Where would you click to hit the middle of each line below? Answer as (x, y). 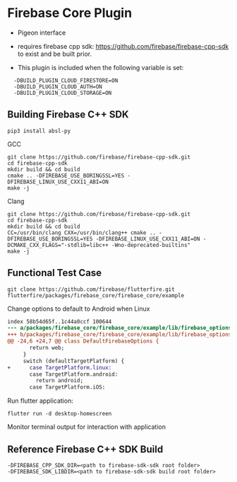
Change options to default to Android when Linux (79, 309)
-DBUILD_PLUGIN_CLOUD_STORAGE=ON (63, 93)
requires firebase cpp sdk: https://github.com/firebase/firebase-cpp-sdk (123, 46)
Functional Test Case (55, 273)
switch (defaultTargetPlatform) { (74, 361)
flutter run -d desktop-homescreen (60, 414)
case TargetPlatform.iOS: (67, 387)
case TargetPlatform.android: (74, 374)
